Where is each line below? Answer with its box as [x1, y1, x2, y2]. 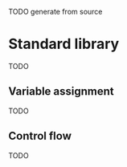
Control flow [8, 129, 72, 143]
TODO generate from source [8, 7, 103, 16]
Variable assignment [8, 84, 114, 99]
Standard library [8, 35, 120, 53]
